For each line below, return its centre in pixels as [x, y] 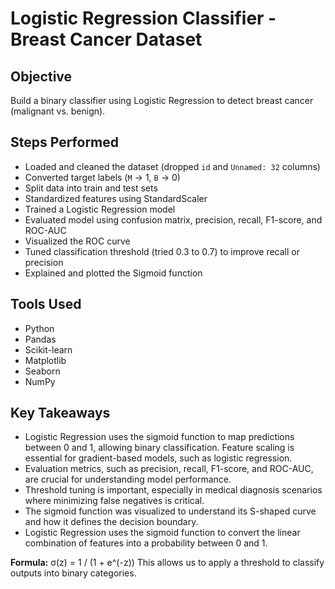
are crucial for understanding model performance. [128, 479]
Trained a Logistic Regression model [100, 209]
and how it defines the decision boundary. [111, 522]
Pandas [40, 339]
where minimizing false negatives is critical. [114, 501]
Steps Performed [65, 142]
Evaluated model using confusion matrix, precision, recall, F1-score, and [173, 219]
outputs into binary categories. [73, 573]
